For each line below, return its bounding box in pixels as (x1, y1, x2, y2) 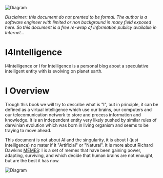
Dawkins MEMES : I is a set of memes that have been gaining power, (5, 147, 142, 153)
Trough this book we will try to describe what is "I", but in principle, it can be (5, 101, 159, 107)
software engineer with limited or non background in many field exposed (5, 20, 151, 25)
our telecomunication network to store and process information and (5, 111, 141, 117)
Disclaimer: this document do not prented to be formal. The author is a (5, 14, 147, 20)
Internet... (5, 30, 25, 35)
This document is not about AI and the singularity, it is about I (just (5, 137, 139, 143)
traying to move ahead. (5, 127, 52, 133)
